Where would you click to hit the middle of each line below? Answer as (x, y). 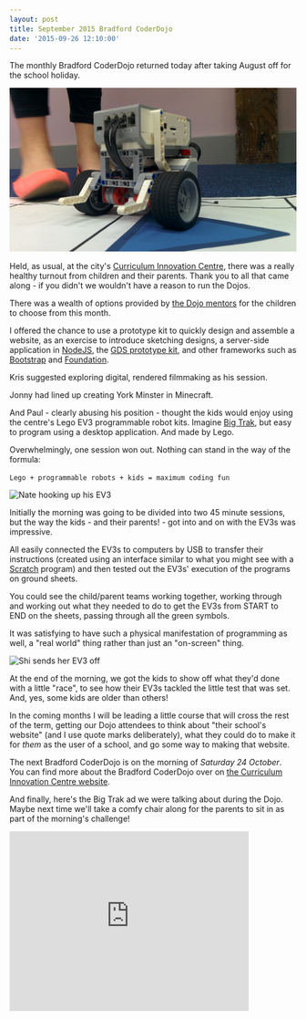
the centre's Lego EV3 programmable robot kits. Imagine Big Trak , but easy (151, 422)
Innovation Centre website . (60, 782)
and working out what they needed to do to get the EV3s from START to (144, 606)
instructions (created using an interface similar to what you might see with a (152, 559)
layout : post (34, 19)
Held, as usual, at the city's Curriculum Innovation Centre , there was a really (152, 266)
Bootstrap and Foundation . (59, 359)
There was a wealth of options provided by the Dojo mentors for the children (153, 303)
